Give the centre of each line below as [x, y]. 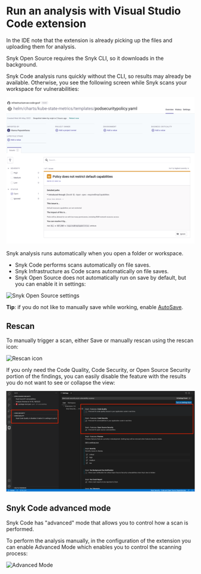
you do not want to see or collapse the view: [61, 383]
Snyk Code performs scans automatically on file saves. [83, 265]
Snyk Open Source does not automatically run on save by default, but [100, 278]
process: [17, 553]
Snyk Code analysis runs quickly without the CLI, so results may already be [99, 76]
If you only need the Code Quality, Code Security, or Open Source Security [98, 370]
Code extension [46, 24]
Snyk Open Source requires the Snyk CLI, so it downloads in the [85, 58]
